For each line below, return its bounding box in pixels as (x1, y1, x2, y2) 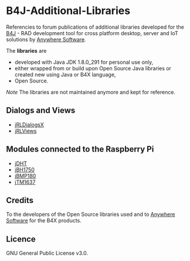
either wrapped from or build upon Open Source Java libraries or (14, 64, 172, 71)
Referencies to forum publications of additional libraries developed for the (6, 23, 185, 30)
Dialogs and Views (6, 105, 76, 115)
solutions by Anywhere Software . (6, 36, 86, 43)
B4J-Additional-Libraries (6, 4, 131, 18)
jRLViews (14, 127, 37, 134)
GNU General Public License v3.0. (6, 250, 88, 257)
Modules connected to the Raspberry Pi (6, 145, 154, 154)
